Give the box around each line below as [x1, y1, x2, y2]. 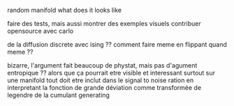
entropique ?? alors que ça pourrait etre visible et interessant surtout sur [7, 69, 215, 77]
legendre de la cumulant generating [7, 91, 110, 99]
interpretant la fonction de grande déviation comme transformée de [7, 84, 201, 91]
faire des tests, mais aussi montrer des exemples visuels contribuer [7, 20, 201, 27]
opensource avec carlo [7, 27, 74, 35]
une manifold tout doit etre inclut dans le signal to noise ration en [7, 76, 194, 84]
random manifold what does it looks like [7, 6, 122, 14]
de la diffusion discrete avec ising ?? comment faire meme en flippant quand [7, 40, 227, 48]
